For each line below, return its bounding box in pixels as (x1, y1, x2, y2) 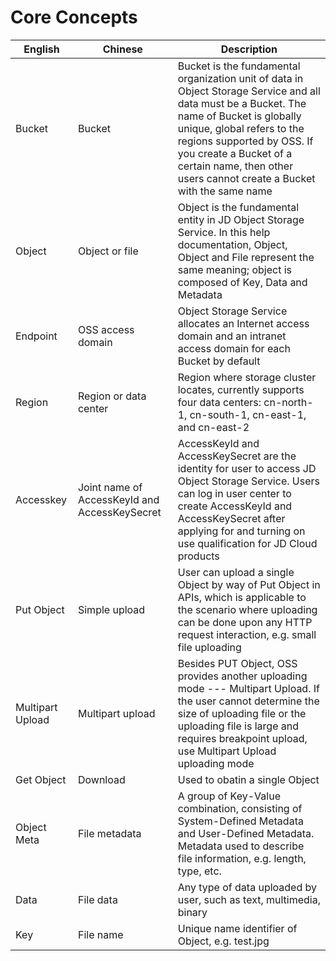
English (23, 42, 60, 56)
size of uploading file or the (177, 706, 307, 720)
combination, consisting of (177, 801, 303, 815)
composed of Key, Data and (177, 275, 308, 289)
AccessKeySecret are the (177, 449, 297, 463)
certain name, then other (177, 159, 294, 173)
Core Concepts (10, 6, 138, 29)
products (177, 549, 220, 563)
